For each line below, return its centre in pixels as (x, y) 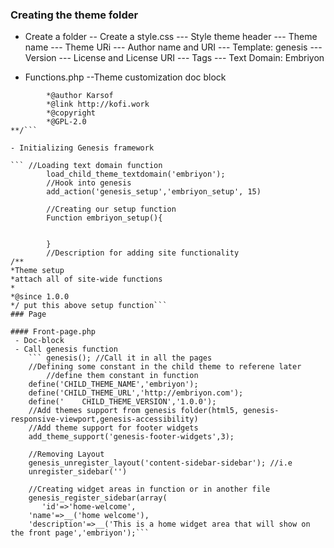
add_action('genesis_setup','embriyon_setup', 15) (154, 192)
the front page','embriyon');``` (80, 533)
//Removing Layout (66, 454)
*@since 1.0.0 (40, 297)
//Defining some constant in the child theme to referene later (165, 367)
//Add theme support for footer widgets (113, 428)
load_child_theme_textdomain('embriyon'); (136, 174)
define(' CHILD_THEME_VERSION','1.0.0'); (122, 402)
